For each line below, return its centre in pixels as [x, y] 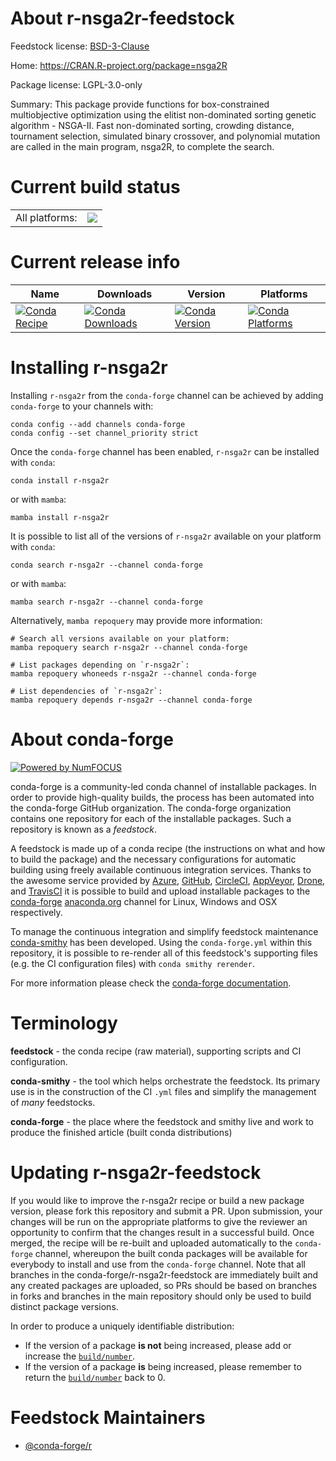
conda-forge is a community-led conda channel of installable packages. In [163, 786]
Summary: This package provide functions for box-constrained [140, 104]
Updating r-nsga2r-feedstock [136, 1172]
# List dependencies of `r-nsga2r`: [86, 691]
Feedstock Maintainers [108, 1417]
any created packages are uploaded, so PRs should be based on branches [164, 1285]
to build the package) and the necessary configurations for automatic [153, 859]
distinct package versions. [64, 1306]
